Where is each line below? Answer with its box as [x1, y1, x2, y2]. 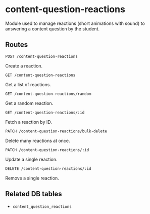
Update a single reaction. [5, 156, 58, 162]
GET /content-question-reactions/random [5, 91, 92, 96]
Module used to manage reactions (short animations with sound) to [5, 20, 145, 26]
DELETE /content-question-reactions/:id [5, 166, 92, 171]
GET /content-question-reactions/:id [5, 110, 85, 115]
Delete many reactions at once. [5, 137, 70, 144]
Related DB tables [5, 190, 62, 198]
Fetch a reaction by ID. [5, 119, 52, 125]
